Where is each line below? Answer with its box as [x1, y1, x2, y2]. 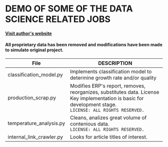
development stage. [69, 101, 117, 108]
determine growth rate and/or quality [69, 74, 156, 81]
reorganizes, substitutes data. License [69, 88, 159, 95]
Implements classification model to [69, 68, 152, 75]
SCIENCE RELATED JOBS [5, 13, 111, 25]
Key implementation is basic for [69, 95, 144, 102]
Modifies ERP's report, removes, [69, 82, 146, 89]
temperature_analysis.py [7, 120, 65, 127]
